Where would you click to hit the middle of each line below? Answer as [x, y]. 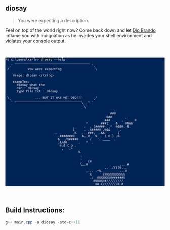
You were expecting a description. [53, 20]
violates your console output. [35, 41]
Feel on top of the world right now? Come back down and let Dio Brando [80, 30]
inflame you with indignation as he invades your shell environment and [79, 35]
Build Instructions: [35, 210]
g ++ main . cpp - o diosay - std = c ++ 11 [43, 222]
